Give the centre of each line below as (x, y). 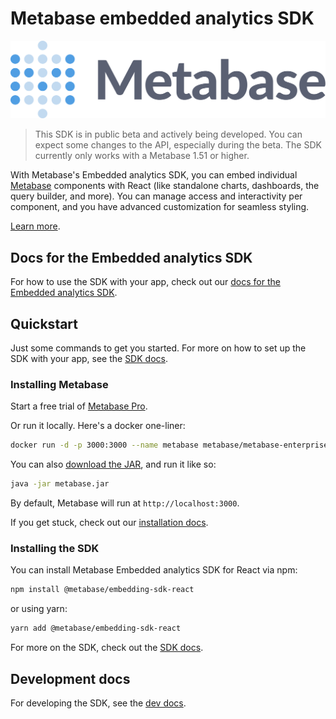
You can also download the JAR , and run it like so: (113, 464)
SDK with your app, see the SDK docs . (89, 359)
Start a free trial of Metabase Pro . (79, 406)
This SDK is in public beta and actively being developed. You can (168, 134)
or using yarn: (39, 609)
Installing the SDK (55, 549)
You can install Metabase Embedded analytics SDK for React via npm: (154, 570)
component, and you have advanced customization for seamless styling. (160, 207)
